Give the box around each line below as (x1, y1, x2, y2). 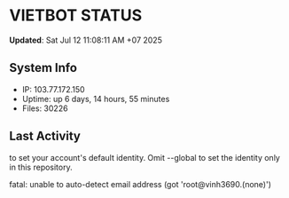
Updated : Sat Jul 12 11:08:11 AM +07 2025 (9, 35, 162, 45)
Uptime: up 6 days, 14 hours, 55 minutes (21, 93, 170, 104)
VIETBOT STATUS (9, 5, 143, 26)
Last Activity (9, 129, 82, 144)
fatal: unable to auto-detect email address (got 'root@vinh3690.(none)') (9, 178, 272, 189)
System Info (9, 60, 78, 75)
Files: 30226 (21, 103, 68, 114)
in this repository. (9, 162, 73, 172)
